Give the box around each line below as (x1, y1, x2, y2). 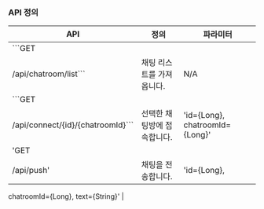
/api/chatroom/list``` (12, 68, 86, 79)
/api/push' (12, 165, 50, 176)
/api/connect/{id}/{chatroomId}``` (12, 119, 134, 130)
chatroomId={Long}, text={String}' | (8, 192, 124, 201)
